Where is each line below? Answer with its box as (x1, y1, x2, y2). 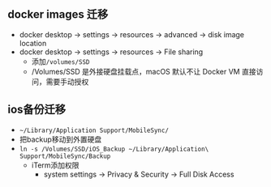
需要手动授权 (45, 76, 89, 87)
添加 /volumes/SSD (31, 56, 90, 66)
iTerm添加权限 (31, 160, 80, 170)
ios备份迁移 (7, 103, 67, 117)
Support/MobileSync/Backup (19, 152, 111, 160)
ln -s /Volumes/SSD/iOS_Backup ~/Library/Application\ (19, 145, 209, 153)
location (19, 38, 47, 48)
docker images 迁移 (7, 7, 109, 22)
